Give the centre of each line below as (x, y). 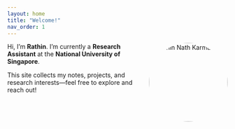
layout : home (26, 14)
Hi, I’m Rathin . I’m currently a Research (64, 47)
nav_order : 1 (26, 27)
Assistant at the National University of (64, 54)
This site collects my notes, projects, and (66, 75)
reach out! (22, 90)
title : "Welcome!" (34, 20)
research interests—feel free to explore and (70, 83)
